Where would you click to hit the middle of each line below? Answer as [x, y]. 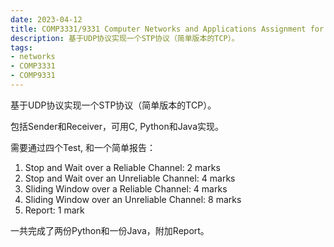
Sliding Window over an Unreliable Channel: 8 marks [133, 199]
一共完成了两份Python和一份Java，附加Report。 [110, 230]
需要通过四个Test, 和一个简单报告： [83, 147]
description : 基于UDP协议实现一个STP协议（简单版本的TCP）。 [125, 38]
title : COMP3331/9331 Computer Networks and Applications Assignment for [167, 29]
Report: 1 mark [54, 210]
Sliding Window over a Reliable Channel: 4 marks [126, 188]
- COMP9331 [33, 76]
